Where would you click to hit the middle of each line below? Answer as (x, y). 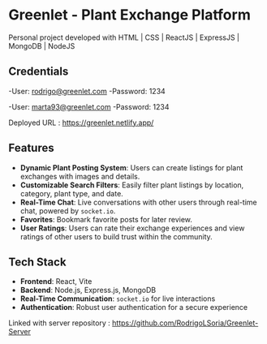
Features (31, 148)
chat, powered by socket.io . (68, 211)
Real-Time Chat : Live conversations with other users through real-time (138, 202)
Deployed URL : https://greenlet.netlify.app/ (81, 123)
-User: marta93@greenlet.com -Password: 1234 (89, 106)
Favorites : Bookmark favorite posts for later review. (106, 219)
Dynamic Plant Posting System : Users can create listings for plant (131, 167)
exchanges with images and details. (80, 176)
